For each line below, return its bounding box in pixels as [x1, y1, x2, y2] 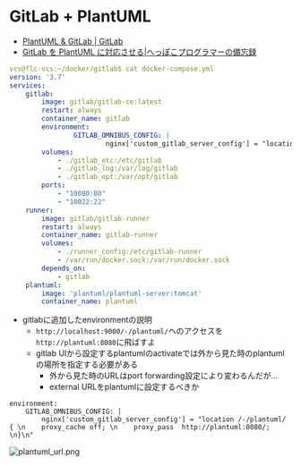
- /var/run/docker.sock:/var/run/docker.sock [56, 256, 230, 265]
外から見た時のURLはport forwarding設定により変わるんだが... [48, 370, 279, 381]
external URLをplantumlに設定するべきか [48, 382, 200, 393]
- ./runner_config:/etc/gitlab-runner [56, 248, 202, 257]
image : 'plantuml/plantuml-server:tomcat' [41, 289, 202, 298]
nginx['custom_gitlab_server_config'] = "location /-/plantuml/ [41, 415, 287, 424]
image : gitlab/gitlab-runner [41, 214, 150, 223]
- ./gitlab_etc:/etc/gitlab [56, 156, 163, 165]
